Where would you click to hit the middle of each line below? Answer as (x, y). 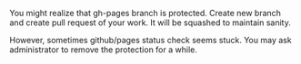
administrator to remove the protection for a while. (103, 50)
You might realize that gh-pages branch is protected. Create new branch (145, 13)
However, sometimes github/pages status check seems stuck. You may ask (151, 40)
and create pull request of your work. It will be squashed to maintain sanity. (150, 23)
